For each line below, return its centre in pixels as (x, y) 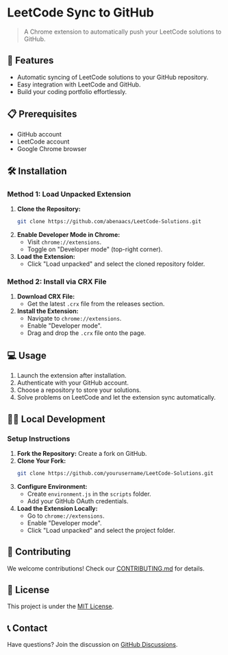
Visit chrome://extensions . (64, 242)
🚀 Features (30, 61)
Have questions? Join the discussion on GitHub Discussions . (92, 645)
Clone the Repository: (49, 209)
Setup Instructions (39, 439)
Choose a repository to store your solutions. (79, 390)
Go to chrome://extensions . (66, 516)
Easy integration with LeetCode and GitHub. (79, 84)
